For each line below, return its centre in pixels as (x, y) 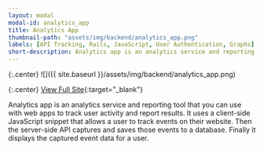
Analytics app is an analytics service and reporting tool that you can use (125, 104)
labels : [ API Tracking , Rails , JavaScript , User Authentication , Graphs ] (132, 45)
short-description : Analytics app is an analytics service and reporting (132, 52)
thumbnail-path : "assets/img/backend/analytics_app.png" (103, 37)
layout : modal (31, 15)
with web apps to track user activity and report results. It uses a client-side (129, 113)
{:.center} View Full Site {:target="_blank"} (76, 90)
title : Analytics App (44, 30)
